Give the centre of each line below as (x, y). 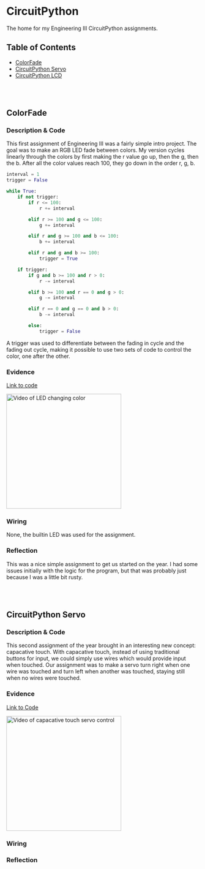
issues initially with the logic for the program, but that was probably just (96, 571)
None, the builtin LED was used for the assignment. (71, 535)
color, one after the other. (38, 356)
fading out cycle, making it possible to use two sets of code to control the (99, 349)
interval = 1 (23, 175)
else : (35, 326)
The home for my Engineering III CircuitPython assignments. (82, 28)
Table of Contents (41, 47)
